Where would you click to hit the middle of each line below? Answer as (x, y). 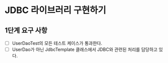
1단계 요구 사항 (26, 30)
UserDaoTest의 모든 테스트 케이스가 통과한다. (57, 43)
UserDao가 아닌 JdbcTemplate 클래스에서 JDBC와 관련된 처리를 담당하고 (85, 49)
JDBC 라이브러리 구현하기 (55, 10)
